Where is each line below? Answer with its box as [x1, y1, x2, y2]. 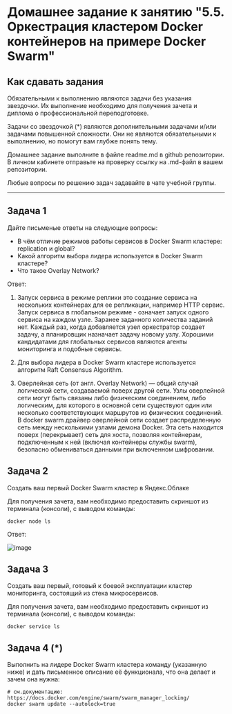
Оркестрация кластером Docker [7, 19, 204, 35]
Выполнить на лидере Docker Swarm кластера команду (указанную [7, 661, 207, 669]
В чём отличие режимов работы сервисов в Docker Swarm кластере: [17, 237, 222, 245]
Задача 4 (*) [7, 642, 64, 654]
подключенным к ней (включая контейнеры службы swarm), [17, 438, 197, 446]
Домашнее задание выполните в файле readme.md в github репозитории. [7, 150, 224, 159]
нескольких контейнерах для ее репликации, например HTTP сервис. [17, 301, 225, 309]
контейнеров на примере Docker [7, 34, 206, 49]
